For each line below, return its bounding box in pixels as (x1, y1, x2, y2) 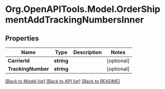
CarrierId (8, 57, 30, 64)
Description (73, 49, 102, 55)
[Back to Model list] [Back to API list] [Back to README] (5, 78, 120, 84)
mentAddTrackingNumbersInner (5, 14, 144, 25)
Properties (5, 34, 39, 42)
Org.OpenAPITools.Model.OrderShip (5, 3, 160, 15)
